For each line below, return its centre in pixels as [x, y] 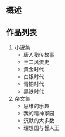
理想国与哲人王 [41, 128]
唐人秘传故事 [39, 55]
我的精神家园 [39, 114]
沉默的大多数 [39, 121]
